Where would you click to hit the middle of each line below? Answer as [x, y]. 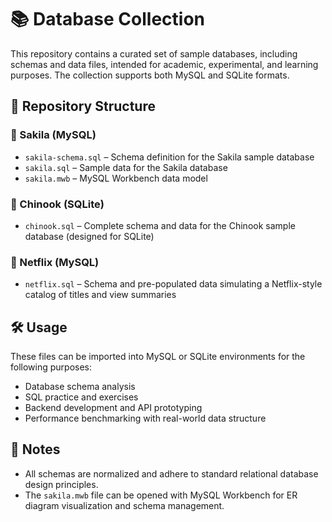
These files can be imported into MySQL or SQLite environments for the [158, 357]
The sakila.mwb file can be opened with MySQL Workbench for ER [161, 495]
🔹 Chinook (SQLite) [57, 204]
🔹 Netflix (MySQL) [55, 262]
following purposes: [51, 367]
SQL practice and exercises [81, 397]
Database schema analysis [80, 387]
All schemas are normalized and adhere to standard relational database [171, 473]
